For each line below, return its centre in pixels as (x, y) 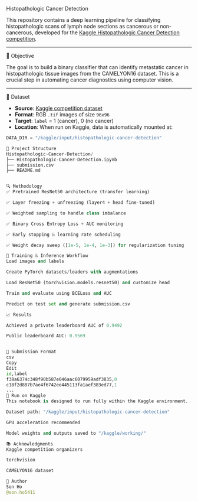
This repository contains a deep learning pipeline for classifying (83, 20)
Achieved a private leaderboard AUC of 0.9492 (64, 325)
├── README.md (24, 171)
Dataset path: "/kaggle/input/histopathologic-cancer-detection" (88, 412)
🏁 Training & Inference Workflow (47, 256)
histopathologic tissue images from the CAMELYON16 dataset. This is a (93, 74)
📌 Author (17, 482)
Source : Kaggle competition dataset (59, 108)
